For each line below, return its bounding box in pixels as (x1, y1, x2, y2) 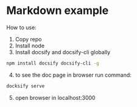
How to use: (6, 24, 37, 31)
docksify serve (6, 83, 45, 89)
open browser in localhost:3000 (15, 94, 96, 101)
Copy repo (15, 35, 42, 43)
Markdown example (6, 4, 109, 18)
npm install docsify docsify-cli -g (6, 60, 99, 66)
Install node (15, 42, 44, 49)
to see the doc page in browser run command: (15, 71, 132, 78)
